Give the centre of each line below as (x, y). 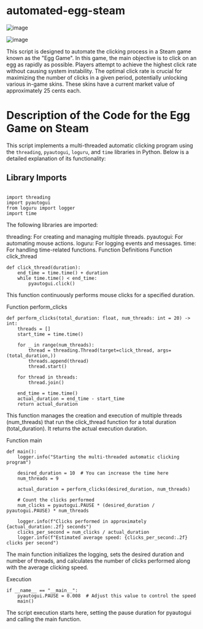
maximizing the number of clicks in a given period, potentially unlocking (97, 77)
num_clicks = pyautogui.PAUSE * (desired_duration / (86, 505)
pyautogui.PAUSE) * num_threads (48, 511)
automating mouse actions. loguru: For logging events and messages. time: (101, 243)
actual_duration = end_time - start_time (71, 399)
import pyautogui (29, 203)
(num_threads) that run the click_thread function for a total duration (91, 422)
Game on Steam (48, 129)
